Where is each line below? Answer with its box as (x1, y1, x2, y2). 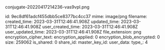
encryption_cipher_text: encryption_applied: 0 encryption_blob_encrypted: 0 (5, 34, 160, 40)
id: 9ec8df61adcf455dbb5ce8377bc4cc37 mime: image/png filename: (5, 14, 148, 19)
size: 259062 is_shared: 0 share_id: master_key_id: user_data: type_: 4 (5, 39, 148, 45)
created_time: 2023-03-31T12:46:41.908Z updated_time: (5, 19, 120, 24)
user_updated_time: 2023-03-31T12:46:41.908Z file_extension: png (5, 29, 142, 34)
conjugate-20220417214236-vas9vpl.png (5, 4, 90, 10)
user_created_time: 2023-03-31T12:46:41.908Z (42, 24, 138, 30)
